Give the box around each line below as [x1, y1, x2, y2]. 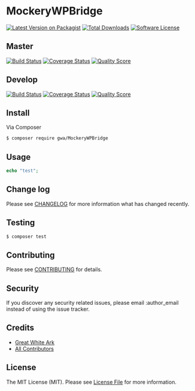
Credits [6, 323, 35, 333]
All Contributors [14, 345, 54, 352]
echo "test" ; [6, 168, 39, 174]
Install [6, 108, 30, 118]
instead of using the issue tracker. [6, 305, 90, 313]
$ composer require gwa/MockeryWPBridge [6, 135, 109, 141]
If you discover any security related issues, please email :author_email [6, 299, 179, 307]
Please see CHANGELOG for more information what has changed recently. [6, 200, 190, 207]
